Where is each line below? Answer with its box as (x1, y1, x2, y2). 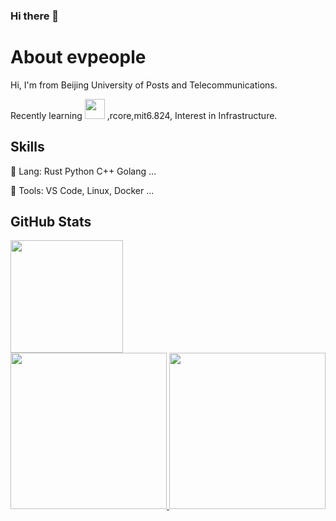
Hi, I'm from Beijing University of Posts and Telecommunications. (10, 79, 278, 91)
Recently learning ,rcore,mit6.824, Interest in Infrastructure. (10, 109, 278, 121)
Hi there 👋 (10, 9, 60, 23)
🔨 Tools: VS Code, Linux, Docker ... (10, 184, 155, 196)
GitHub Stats (10, 214, 92, 231)
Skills (10, 139, 45, 156)
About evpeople (10, 46, 147, 69)
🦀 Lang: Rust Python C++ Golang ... (10, 165, 157, 177)
